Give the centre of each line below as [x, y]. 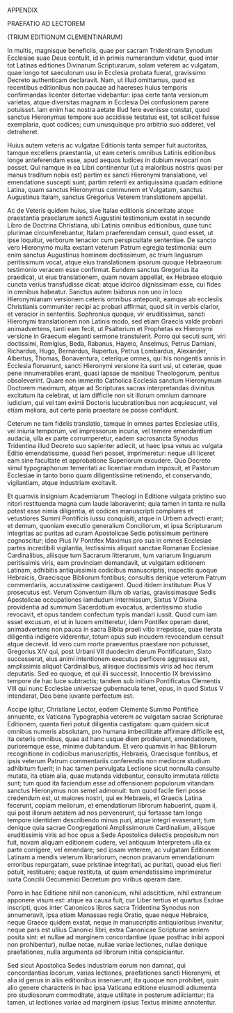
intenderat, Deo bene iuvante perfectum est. [71, 696]
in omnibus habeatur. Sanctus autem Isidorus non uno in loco [95, 292]
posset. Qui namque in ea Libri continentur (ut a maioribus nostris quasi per [115, 167]
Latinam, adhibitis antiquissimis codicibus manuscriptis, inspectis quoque [112, 570]
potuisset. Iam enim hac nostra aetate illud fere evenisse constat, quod [109, 110]
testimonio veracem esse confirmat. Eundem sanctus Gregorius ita [103, 270]
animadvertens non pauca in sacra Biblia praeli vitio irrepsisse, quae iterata [115, 629]
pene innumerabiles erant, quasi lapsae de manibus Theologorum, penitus [114, 373]
